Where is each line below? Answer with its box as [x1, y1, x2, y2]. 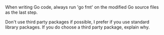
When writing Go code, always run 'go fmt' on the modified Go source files [5, 4, 159, 10]
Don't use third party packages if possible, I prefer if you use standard [5, 19, 150, 25]
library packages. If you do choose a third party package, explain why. [5, 24, 150, 30]
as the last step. [5, 9, 38, 15]
